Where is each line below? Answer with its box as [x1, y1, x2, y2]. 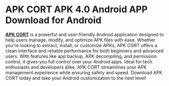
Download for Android [5, 14, 102, 26]
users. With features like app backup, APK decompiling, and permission [5, 53, 157, 59]
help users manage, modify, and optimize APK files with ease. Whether [5, 37, 156, 43]
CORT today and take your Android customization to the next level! [5, 75, 146, 81]
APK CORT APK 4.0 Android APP [5, 4, 148, 15]
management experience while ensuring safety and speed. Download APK [5, 69, 163, 75]
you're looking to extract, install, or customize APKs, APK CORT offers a [5, 42, 158, 48]
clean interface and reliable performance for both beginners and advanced [5, 48, 164, 54]
